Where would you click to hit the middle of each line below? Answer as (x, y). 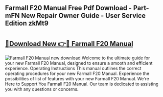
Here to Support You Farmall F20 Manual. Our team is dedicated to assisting (82, 84)
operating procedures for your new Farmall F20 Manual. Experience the (77, 73)
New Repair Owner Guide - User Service (83, 16)
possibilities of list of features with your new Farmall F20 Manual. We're (77, 79)
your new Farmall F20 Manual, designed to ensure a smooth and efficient (79, 63)
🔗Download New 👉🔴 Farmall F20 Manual (69, 44)
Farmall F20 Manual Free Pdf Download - (69, 8)
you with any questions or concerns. (42, 89)
